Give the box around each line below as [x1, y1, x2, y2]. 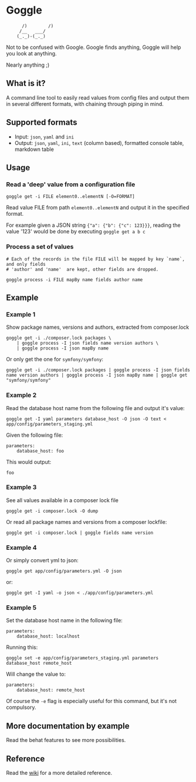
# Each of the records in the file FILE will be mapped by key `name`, [6, 256, 185, 262]
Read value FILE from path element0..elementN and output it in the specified [6, 204, 190, 211]
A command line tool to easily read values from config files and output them [6, 94, 190, 101]
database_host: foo [16, 448, 65, 454]
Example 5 [6, 603, 37, 612]
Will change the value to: [6, 671, 66, 678]
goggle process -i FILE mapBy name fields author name [6, 276, 143, 283]
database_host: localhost [16, 633, 80, 639]
